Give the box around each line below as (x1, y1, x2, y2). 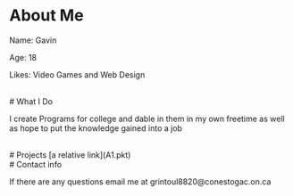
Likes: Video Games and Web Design (9, 69, 146, 80)
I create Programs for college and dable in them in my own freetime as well (9, 113, 285, 124)
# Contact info (9, 159, 63, 169)
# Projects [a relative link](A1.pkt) (9, 149, 131, 160)
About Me (9, 5, 84, 26)
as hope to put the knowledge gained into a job (9, 122, 183, 134)
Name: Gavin (9, 35, 57, 45)
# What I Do (9, 95, 54, 107)
